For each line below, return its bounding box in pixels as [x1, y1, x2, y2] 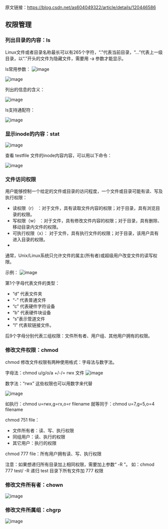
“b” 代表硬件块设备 [12, 310, 51, 316]
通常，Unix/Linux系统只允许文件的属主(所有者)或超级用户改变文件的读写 [5, 252, 153, 258]
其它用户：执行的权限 [12, 440, 56, 446]
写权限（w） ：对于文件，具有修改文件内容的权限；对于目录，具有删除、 [12, 218, 162, 224]
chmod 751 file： [5, 417, 40, 423]
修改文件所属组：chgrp [5, 506, 61, 513]
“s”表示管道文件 [12, 316, 45, 322]
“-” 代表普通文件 [12, 297, 46, 303]
